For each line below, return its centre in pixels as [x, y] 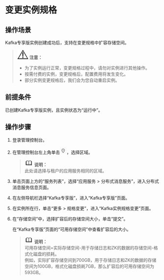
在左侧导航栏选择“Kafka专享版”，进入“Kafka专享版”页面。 [71, 198]
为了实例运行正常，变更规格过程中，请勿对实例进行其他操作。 [87, 68]
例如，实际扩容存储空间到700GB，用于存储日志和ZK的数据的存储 [90, 260]
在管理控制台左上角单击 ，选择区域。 [52, 152]
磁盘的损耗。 [46, 254]
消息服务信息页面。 [32, 187]
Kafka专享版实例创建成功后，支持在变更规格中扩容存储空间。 [67, 43]
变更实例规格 [31, 10]
